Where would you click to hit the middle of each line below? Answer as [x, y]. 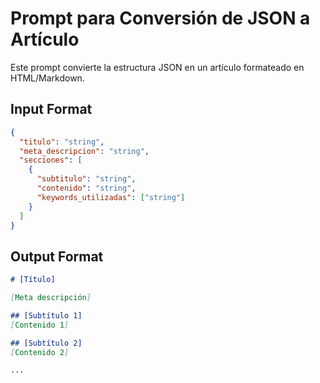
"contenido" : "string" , [86, 188]
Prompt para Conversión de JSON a [160, 18]
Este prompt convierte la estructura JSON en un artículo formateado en [157, 67]
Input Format [51, 109]
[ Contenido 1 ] [40, 325]
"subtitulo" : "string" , [86, 179]
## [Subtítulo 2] [46, 343]
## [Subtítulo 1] [46, 315]
